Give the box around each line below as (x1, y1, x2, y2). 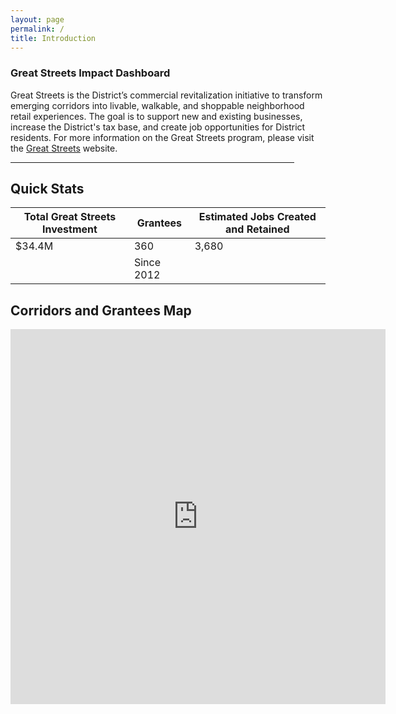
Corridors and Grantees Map (10, 302, 192, 319)
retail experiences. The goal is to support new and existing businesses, (10, 110, 303, 122)
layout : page (10, 14, 65, 25)
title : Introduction (10, 33, 97, 43)
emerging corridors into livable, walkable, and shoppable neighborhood (10, 99, 305, 111)
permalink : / (10, 24, 65, 34)
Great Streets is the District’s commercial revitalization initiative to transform (10, 89, 323, 101)
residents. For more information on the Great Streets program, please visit (10, 131, 315, 143)
